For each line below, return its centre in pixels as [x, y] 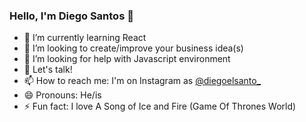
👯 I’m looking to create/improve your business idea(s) [133, 48]
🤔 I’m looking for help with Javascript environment [127, 59]
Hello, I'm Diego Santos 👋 [71, 16]
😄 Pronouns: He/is [62, 95]
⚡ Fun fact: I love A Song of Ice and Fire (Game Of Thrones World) [160, 106]
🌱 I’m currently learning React [85, 38]
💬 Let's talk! [48, 70]
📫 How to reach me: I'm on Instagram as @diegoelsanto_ [142, 81]
